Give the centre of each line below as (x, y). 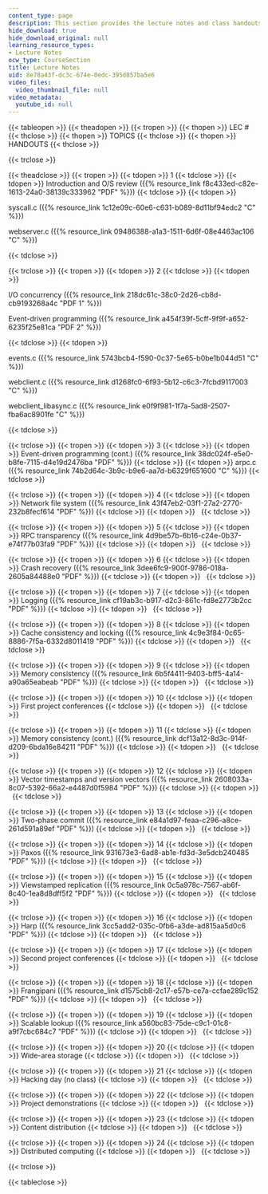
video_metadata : (35, 97)
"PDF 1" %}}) (81, 303)
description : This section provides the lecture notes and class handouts (135, 23)
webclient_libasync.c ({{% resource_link (75, 406)
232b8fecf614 (32, 512)
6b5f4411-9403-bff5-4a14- (199, 674)
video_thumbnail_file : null (62, 90)
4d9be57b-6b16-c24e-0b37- (193, 536)
